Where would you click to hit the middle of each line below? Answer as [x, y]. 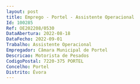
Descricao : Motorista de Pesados [48, 56]
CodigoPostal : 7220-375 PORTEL [45, 61]
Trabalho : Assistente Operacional [49, 45]
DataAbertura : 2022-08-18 [38, 34]
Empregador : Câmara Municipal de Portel [57, 50]
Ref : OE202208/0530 [30, 28]
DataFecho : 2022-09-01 [34, 39]
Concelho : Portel [28, 67]
